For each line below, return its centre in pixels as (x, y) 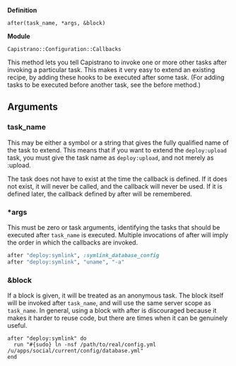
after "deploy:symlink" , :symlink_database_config (83, 255)
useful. (17, 326)
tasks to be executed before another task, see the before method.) (104, 85)
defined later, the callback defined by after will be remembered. (100, 194)
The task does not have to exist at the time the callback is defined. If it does (117, 179)
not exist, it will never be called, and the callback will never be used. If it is (115, 186)
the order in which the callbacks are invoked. (73, 242)
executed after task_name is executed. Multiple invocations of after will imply (118, 235)
